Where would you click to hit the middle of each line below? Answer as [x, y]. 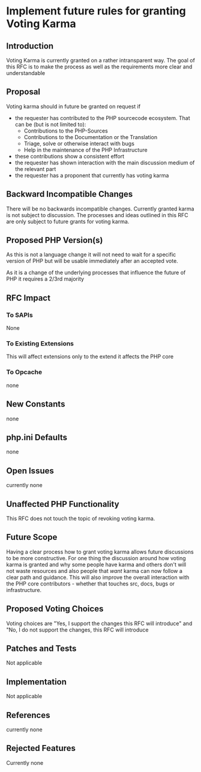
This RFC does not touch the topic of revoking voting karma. [81, 518]
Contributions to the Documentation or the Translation [91, 137]
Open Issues [30, 471]
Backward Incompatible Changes [70, 194]
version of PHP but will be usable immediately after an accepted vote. [92, 261]
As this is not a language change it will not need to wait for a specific [91, 255]
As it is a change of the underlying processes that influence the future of [96, 273]
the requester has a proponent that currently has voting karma [92, 175]
